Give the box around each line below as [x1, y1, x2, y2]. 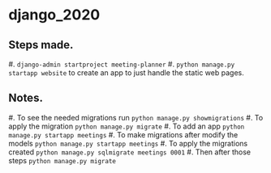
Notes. [8, 91, 43, 105]
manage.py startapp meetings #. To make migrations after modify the [8, 129, 239, 139]
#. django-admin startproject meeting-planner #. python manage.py [8, 59, 235, 69]
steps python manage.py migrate [8, 155, 116, 165]
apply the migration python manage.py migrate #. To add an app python [8, 121, 245, 131]
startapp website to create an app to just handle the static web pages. [8, 68, 245, 78]
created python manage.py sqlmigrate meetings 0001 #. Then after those [8, 147, 252, 157]
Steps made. [8, 38, 74, 52]
